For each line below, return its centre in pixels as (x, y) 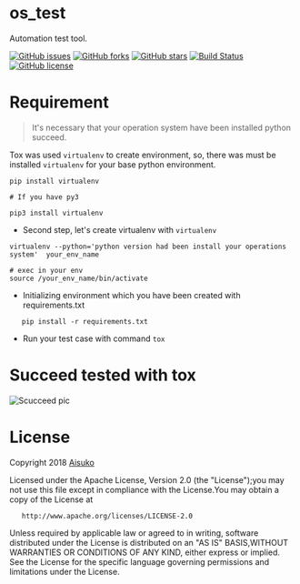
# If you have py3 (44, 197)
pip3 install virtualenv (56, 213)
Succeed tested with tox (103, 375)
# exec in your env (46, 270)
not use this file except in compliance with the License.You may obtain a (145, 489)
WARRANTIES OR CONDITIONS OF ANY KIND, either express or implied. (145, 552)
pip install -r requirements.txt (85, 321)
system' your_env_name (55, 254)
